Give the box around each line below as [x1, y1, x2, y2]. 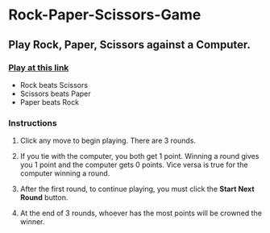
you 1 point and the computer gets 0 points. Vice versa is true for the [19, 160, 248, 170]
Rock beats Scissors [19, 80, 89, 89]
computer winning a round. [19, 169, 110, 178]
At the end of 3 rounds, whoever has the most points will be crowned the [19, 208, 262, 218]
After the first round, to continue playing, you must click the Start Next [19, 184, 255, 194]
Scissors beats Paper [19, 89, 91, 98]
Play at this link [8, 62, 69, 73]
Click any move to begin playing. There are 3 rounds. [19, 135, 196, 146]
